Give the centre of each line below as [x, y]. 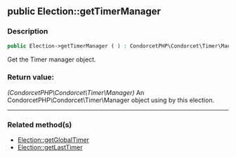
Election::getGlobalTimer [53, 140]
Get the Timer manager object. [52, 59]
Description [28, 31]
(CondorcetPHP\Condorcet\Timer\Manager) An [76, 92]
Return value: [31, 78]
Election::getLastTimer [50, 148]
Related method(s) [40, 124]
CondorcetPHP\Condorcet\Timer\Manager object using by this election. [111, 100]
